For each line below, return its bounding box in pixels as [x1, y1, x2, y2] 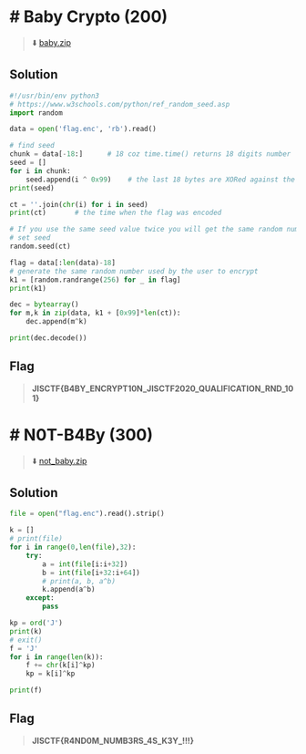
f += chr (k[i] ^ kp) [25, 661, 96, 670]
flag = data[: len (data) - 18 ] [9, 258, 117, 267]
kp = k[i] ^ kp [25, 669, 76, 678]
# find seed [9, 141, 55, 150]
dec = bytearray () [9, 300, 79, 309]
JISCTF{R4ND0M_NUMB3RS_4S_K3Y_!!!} [31, 735, 194, 746]
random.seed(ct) [9, 242, 71, 251]
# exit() [9, 635, 43, 645]
